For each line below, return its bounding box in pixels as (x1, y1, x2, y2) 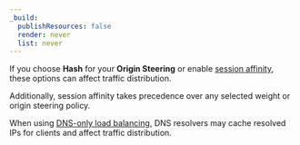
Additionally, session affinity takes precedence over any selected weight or (9, 91, 291, 101)
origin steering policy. (9, 101, 91, 111)
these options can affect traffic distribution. (9, 73, 172, 84)
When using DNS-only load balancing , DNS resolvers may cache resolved (9, 118, 286, 129)
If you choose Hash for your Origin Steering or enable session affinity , (9, 63, 275, 74)
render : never (17, 30, 71, 39)
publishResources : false (17, 22, 112, 31)
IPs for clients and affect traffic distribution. (9, 128, 173, 139)
